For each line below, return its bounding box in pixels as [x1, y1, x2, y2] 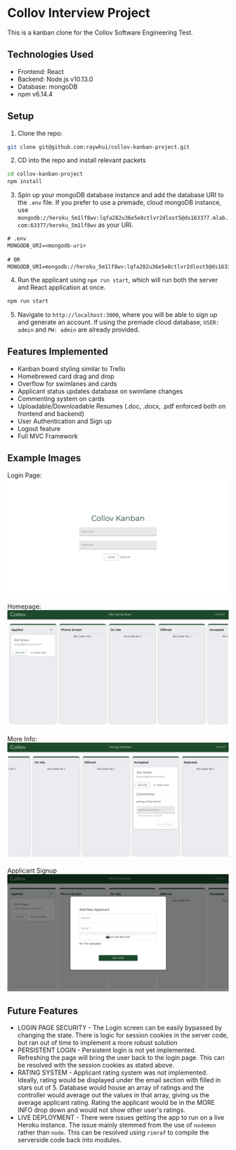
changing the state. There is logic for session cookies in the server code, [17, 1031, 229, 1039]
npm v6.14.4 [17, 89, 53, 98]
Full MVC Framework [17, 432, 79, 440]
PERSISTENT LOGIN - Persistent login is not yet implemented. [17, 1046, 197, 1054]
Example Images [7, 452, 81, 464]
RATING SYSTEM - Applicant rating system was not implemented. [17, 1068, 209, 1077]
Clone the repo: [17, 129, 63, 137]
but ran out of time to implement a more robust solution [17, 1039, 178, 1047]
